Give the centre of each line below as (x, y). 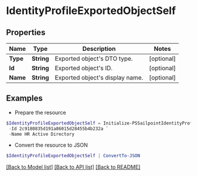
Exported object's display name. (99, 77)
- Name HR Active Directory (42, 134)
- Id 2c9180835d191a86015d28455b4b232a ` (59, 129)
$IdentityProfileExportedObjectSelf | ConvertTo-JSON (73, 156)
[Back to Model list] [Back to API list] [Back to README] (73, 167)
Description (99, 49)
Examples (24, 99)
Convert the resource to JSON (51, 145)
